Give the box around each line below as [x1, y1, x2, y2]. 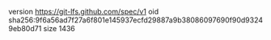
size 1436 [43, 24, 75, 33]
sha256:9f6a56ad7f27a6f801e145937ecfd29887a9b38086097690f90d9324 [8, 15, 264, 25]
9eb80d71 [8, 24, 42, 33]
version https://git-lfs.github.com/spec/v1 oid [8, 7, 159, 16]
